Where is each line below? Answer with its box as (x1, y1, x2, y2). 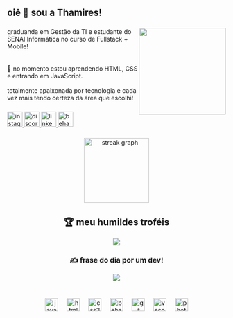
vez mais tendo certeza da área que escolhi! (7, 94, 134, 103)
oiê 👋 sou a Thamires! (7, 7, 103, 19)
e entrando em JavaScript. (7, 72, 83, 80)
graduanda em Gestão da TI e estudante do (7, 28, 132, 36)
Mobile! (7, 42, 29, 51)
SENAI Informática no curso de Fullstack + (7, 35, 128, 44)
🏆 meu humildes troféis (63, 216, 170, 228)
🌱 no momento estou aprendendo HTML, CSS (7, 64, 138, 73)
